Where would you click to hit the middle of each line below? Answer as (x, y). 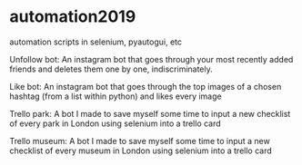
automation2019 (73, 17)
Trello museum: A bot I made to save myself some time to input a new (140, 141)
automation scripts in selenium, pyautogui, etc (96, 42)
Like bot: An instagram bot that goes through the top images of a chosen (146, 86)
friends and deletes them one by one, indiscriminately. (111, 69)
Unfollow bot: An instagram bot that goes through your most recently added (151, 59)
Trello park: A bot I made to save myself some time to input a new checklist (150, 113)
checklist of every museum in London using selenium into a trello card (141, 150)
